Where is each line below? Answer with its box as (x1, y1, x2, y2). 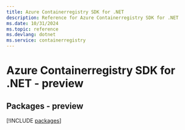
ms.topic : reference (6, 26, 59, 32)
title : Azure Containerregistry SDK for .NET (6, 9, 124, 15)
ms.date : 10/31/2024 (6, 20, 59, 26)
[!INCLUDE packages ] (6, 117, 62, 124)
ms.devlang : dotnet (6, 32, 56, 38)
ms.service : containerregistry (6, 37, 86, 43)
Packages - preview (6, 101, 84, 111)
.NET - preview (6, 77, 84, 90)
